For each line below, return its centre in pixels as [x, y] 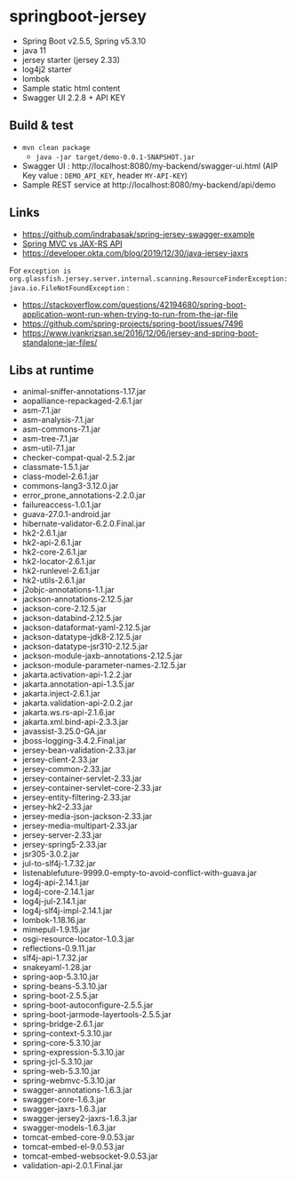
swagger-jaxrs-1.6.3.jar [64, 1109]
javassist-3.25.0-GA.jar [64, 731]
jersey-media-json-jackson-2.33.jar [87, 817]
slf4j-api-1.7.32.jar [55, 958]
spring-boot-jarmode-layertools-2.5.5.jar [96, 1015]
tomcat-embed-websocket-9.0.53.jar [90, 1156]
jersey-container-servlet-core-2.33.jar [92, 788]
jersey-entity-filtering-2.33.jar [76, 798]
